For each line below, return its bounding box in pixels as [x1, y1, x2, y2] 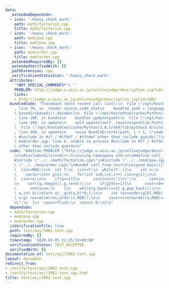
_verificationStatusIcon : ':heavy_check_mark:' [10, 73, 112, 78]
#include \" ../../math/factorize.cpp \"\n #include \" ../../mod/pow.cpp [14, 158, 165, 163]
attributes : [10, 78, 35, 83]
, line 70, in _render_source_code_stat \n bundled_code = [14, 106, 145, 111]
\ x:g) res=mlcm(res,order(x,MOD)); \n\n [14, 195, 100, 200]
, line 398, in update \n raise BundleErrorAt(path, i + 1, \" [14, 129, 154, 134]
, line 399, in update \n [14, 120, 66, 125]
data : [5, 7, 17, 13]
